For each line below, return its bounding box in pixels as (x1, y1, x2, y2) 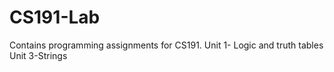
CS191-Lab (9, 6, 101, 29)
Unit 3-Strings (9, 49, 68, 61)
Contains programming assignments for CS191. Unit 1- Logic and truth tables (9, 39, 324, 51)
